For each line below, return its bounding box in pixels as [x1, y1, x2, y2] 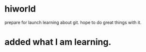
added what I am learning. [4, 36, 112, 48]
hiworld [4, 3, 36, 15]
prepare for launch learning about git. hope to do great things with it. [4, 19, 142, 25]
